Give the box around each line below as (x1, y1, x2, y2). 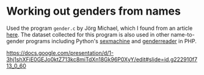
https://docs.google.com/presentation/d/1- (6, 49, 114, 56)
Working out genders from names (6, 4, 181, 18)
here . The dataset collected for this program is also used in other (6, 30, 170, 38)
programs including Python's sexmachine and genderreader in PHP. (25, 37, 197, 45)
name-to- (170, 30, 195, 38)
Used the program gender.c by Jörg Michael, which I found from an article (6, 24, 193, 32)
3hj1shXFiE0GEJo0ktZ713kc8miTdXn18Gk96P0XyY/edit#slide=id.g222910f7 (6, 55, 197, 63)
